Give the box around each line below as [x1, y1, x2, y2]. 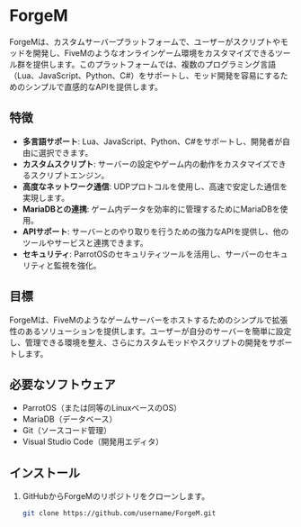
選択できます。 [38, 147, 93, 158]
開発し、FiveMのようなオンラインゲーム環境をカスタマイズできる [32, 47, 276, 59]
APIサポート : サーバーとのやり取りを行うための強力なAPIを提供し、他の [22, 226, 289, 237]
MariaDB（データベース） [22, 413, 118, 424]
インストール [9, 465, 81, 480]
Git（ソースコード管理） [22, 425, 112, 436]
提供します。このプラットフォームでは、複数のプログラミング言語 [32, 59, 277, 69]
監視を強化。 [53, 259, 102, 270]
